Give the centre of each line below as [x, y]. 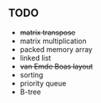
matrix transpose [47, 32]
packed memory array [56, 49]
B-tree [30, 92]
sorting [31, 74]
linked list [35, 57]
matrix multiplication [53, 41]
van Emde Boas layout [56, 66]
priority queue [43, 83]
